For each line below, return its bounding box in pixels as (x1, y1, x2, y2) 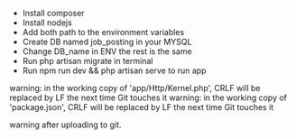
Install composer (22, 8, 85, 18)
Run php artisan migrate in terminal (22, 56, 153, 66)
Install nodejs (22, 17, 72, 28)
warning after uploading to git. (9, 119, 122, 130)
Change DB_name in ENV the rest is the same (22, 46, 192, 57)
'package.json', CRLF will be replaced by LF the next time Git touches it (9, 102, 274, 112)
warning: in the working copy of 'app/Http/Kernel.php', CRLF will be (9, 83, 261, 93)
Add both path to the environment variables (22, 27, 185, 37)
